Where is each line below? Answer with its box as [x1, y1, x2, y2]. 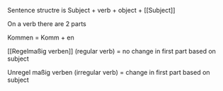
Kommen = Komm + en [7, 33, 74, 42]
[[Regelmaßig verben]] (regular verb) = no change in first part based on [7, 47, 216, 55]
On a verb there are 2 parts [7, 20, 86, 28]
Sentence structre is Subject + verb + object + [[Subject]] [7, 6, 176, 14]
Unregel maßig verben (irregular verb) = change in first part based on [7, 68, 210, 76]
